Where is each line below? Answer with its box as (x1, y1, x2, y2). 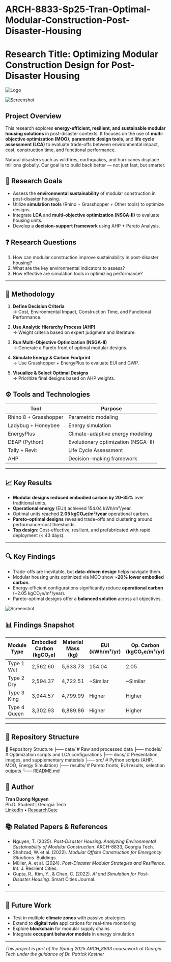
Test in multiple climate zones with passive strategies (12, 915, 126, 921)
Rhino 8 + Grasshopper (8, 414, 64, 421)
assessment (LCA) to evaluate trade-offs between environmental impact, (5, 141, 159, 147)
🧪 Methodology (5, 290, 55, 298)
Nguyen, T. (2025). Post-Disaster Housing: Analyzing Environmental (12, 838, 156, 844)
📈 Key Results (5, 478, 52, 487)
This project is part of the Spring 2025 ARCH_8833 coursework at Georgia (5, 945, 162, 951)
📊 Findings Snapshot (5, 621, 75, 630)
